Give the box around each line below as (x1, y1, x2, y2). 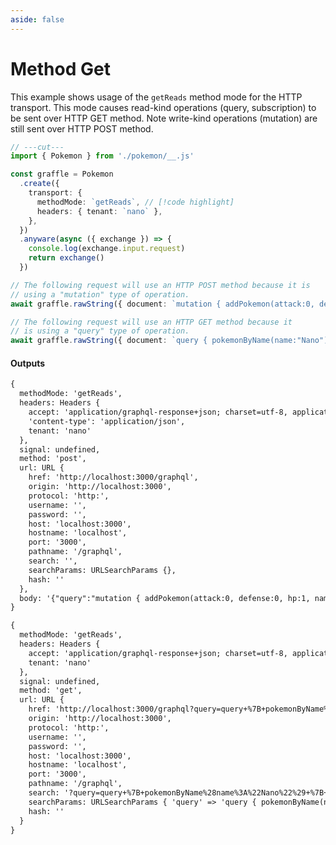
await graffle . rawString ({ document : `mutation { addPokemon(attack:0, (10, 299, 315, 309)
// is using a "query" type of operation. (10, 326, 190, 336)
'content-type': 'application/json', (28, 416, 186, 426)
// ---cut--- (10, 142, 65, 152)
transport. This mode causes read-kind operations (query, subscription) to (10, 101, 317, 113)
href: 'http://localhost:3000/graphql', (28, 472, 199, 483)
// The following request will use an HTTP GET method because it (10, 317, 293, 327)
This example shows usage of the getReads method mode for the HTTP (10, 91, 303, 103)
